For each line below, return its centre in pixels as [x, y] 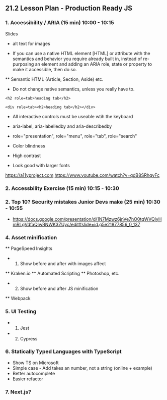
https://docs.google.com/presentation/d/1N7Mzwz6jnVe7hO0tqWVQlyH [87, 219]
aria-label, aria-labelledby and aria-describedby [62, 126]
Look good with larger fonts [41, 165]
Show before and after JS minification [59, 289]
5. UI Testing [21, 312]
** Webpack [18, 298]
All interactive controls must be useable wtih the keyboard [73, 116]
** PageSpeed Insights [29, 248]
